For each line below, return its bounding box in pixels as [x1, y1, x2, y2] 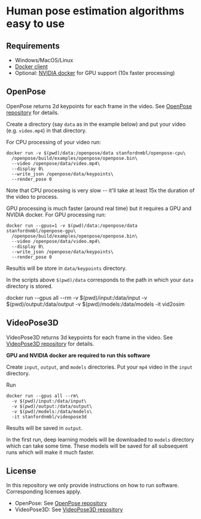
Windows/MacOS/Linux [14, 57, 74, 63]
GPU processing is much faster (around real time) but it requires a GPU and [6, 205, 192, 212]
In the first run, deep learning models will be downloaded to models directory [6, 436, 194, 443]
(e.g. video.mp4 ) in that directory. [6, 127, 87, 134]
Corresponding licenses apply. [6, 488, 82, 495]
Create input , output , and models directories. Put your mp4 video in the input [6, 363, 193, 371]
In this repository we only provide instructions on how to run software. [6, 482, 179, 489]
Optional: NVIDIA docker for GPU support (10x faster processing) [14, 69, 175, 76]
